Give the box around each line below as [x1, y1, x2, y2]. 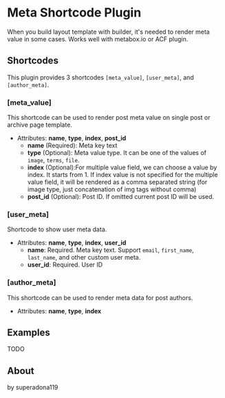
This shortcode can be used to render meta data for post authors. [7, 293, 193, 302]
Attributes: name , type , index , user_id [17, 239, 127, 247]
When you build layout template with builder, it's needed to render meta [7, 28, 210, 36]
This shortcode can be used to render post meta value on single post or [7, 114, 211, 122]
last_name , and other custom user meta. [27, 253, 141, 262]
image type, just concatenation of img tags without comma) [27, 185, 197, 193]
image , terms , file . [27, 156, 80, 165]
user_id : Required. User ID [27, 260, 103, 269]
